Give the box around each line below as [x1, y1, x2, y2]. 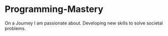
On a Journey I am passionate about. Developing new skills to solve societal [5, 20, 163, 26]
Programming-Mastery [5, 3, 104, 15]
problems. [5, 25, 26, 31]
